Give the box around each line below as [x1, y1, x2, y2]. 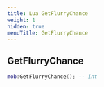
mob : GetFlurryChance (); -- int [7, 73, 98, 80]
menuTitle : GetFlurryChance [7, 29, 89, 37]
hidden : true [7, 23, 45, 30]
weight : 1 [7, 17, 36, 23]
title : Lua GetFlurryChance [7, 10, 89, 17]
